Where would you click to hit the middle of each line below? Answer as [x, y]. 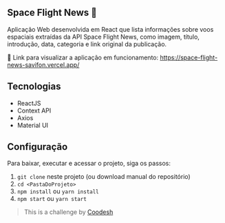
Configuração [37, 147]
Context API [34, 110]
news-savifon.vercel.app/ [43, 65]
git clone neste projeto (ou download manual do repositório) [104, 177]
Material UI [33, 125]
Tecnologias [34, 87]
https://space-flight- [189, 57]
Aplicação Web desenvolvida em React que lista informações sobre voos [110, 29]
